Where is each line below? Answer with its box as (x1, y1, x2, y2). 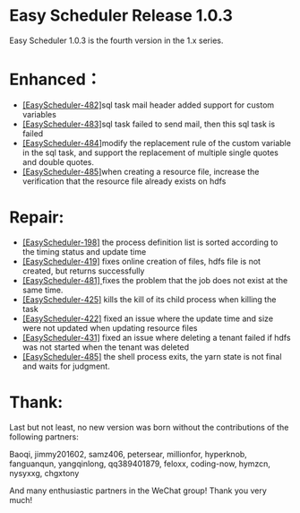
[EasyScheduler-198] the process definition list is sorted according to (21, 237, 279, 248)
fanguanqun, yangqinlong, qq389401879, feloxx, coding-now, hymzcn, (9, 458, 271, 469)
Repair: (9, 207, 64, 228)
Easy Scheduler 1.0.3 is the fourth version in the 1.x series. (9, 35, 224, 46)
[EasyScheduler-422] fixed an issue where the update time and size (21, 313, 274, 324)
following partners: (9, 431, 79, 442)
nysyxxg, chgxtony (9, 467, 80, 478)
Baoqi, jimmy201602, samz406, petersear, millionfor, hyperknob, (9, 448, 248, 459)
